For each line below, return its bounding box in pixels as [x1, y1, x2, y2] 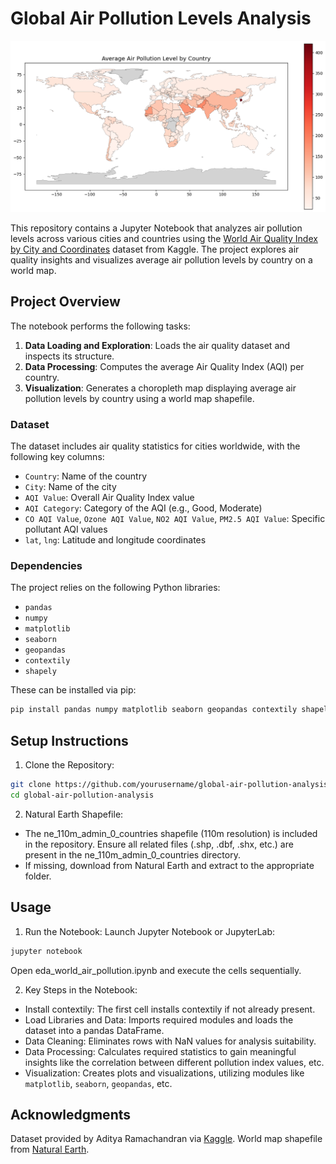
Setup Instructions [10, 732, 129, 749]
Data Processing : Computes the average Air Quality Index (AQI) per [24, 360, 305, 372]
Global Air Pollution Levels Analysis [10, 7, 312, 30]
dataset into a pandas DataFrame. [24, 1024, 165, 1036]
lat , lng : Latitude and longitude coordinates [24, 534, 207, 546]
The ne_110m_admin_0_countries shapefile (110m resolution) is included [24, 827, 318, 839]
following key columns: [10, 451, 105, 463]
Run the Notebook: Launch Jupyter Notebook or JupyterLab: [24, 925, 276, 937]
